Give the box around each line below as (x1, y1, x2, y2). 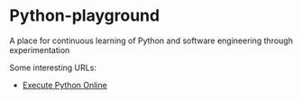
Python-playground (9, 5, 160, 26)
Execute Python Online (22, 79, 108, 90)
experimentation (9, 44, 70, 55)
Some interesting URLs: (9, 62, 97, 73)
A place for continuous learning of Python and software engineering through (9, 35, 293, 46)
